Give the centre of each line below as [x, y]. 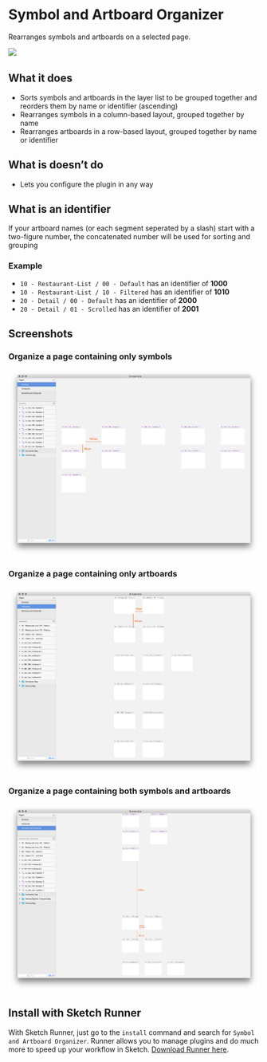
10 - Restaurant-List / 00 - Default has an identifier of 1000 [124, 283]
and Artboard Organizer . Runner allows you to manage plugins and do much [133, 1040]
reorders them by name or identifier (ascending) [99, 106]
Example [26, 266]
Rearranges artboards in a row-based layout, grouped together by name [138, 131]
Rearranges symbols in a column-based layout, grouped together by [132, 114]
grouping [23, 246]
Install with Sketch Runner [75, 1013]
